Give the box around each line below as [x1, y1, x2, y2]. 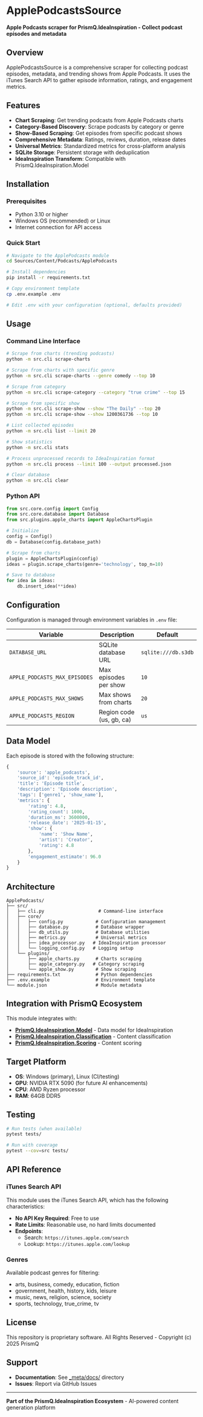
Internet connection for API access [14, 224, 102, 231]
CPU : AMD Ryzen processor [14, 1086, 86, 1093]
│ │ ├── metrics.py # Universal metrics [6, 935, 147, 941]
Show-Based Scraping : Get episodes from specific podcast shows [14, 129, 182, 137]
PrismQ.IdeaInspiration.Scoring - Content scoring [14, 1039, 142, 1046]
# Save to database [6, 572, 56, 578]
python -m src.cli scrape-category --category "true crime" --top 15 [6, 389, 185, 395]
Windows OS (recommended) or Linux [14, 217, 111, 224]
